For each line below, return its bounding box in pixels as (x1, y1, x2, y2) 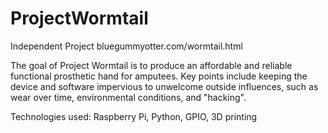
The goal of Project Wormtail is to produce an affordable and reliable (10, 59, 293, 71)
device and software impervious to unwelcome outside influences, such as (10, 80, 319, 92)
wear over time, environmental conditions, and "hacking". (10, 91, 247, 103)
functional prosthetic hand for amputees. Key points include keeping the (10, 70, 308, 82)
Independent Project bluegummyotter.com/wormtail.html (10, 40, 243, 52)
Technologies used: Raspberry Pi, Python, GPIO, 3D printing (10, 110, 258, 122)
